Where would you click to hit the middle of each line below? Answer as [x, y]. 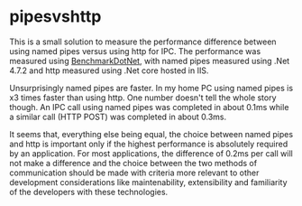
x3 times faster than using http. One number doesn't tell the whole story [143, 98]
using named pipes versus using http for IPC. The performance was [135, 51]
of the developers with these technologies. [89, 192]
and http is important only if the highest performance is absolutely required [149, 144]
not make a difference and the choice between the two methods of [133, 163]
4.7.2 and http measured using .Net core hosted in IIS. [109, 70]
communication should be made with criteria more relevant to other [134, 173]
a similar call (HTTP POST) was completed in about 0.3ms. [118, 117]
